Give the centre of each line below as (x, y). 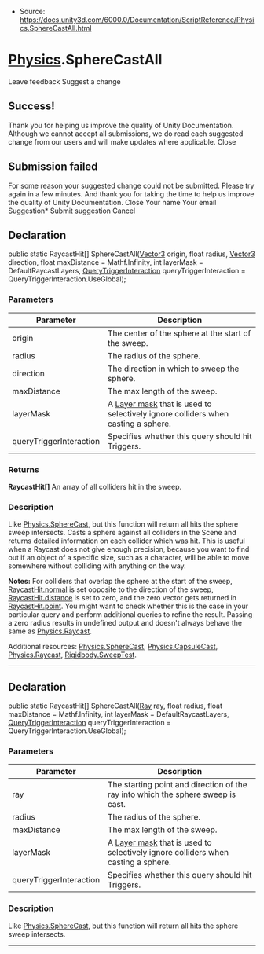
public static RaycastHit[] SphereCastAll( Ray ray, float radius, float (115, 706)
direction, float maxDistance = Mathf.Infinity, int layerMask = (106, 262)
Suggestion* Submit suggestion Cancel (72, 211)
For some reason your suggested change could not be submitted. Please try (131, 185)
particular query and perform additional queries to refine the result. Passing (130, 615)
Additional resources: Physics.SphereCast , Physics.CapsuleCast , (113, 647)
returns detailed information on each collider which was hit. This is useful (126, 541)
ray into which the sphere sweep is (172, 794)
